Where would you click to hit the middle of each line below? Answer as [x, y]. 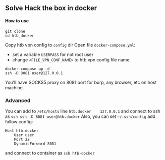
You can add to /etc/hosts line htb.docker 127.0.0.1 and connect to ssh [83, 111]
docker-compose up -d [27, 69]
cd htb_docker [20, 36]
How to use [17, 21]
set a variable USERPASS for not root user [53, 54]
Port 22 [22, 139]
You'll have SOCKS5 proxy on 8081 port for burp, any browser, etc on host [81, 82]
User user [24, 135]
